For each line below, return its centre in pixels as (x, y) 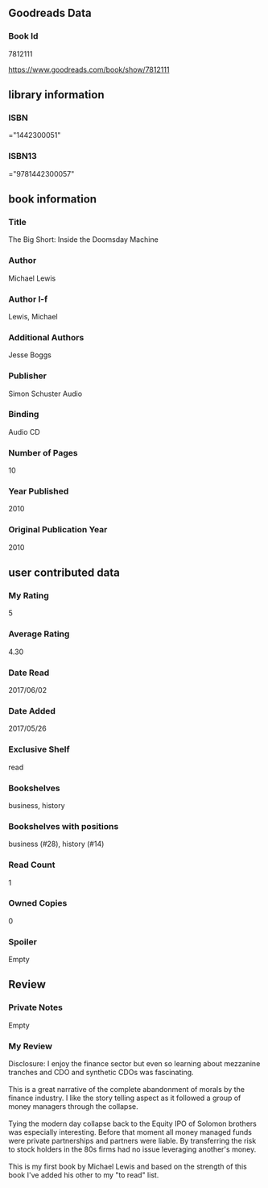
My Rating (29, 596)
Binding (24, 415)
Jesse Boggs (30, 355)
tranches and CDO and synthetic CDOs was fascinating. (101, 1073)
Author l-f (28, 299)
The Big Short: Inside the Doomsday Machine (83, 240)
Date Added (32, 711)
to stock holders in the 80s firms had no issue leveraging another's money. (132, 1149)
